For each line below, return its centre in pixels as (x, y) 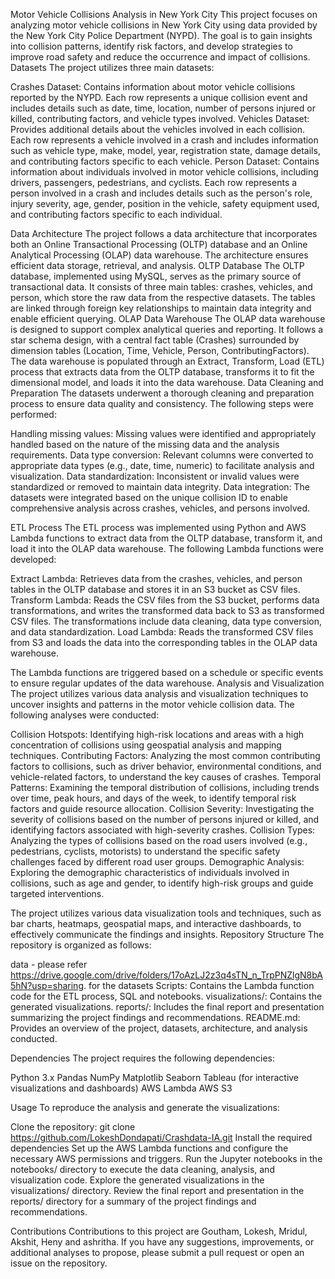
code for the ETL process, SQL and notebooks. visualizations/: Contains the (166, 996)
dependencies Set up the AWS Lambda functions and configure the (149, 1148)
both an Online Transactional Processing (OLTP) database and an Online (159, 244)
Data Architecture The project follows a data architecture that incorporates (164, 233)
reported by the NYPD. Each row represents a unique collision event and (159, 97)
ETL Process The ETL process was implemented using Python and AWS (158, 527)
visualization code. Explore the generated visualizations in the (137, 1180)
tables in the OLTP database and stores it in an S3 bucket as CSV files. (155, 589)
